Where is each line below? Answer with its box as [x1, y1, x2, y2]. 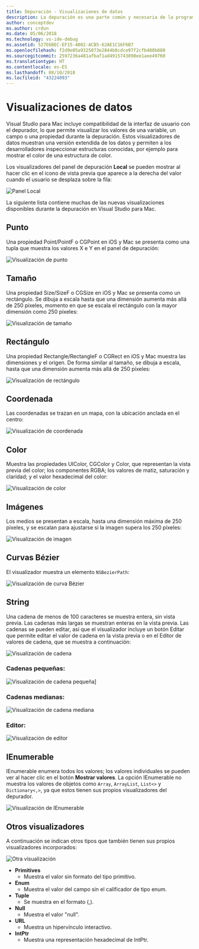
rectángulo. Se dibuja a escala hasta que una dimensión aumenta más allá [6, 295, 187, 302]
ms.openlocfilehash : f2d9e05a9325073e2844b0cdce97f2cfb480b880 [6, 48, 166, 53]
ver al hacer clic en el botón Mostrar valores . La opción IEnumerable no [6, 774, 182, 781]
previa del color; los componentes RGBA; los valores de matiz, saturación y [6, 467, 190, 474]
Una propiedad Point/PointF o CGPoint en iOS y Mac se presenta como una [6, 238, 190, 245]
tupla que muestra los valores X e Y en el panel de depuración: [6, 244, 160, 251]
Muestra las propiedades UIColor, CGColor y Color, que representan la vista [6, 461, 191, 468]
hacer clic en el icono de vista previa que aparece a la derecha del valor [6, 170, 182, 177]
